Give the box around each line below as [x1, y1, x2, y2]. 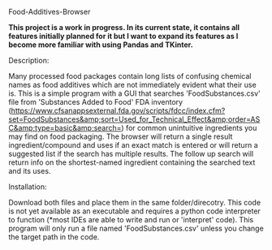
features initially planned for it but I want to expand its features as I [8, 32, 239, 41]
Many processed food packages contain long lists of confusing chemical [8, 71, 252, 80]
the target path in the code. [8, 232, 100, 242]
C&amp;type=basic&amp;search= [8, 123, 122, 132]
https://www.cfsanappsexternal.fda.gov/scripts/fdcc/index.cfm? [11, 106, 226, 115]
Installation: [8, 182, 47, 192]
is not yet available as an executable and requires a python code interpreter [8, 206, 261, 216]
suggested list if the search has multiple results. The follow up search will [8, 149, 254, 158]
